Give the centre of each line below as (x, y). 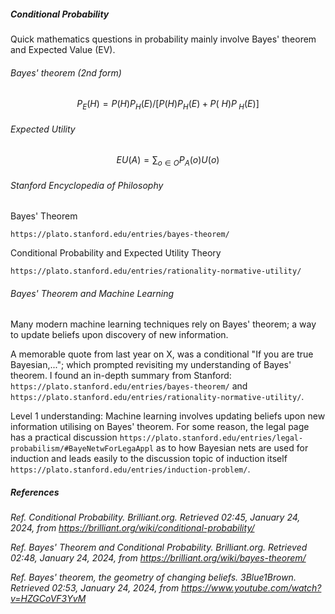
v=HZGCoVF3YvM (48, 599)
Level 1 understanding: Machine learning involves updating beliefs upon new (168, 416)
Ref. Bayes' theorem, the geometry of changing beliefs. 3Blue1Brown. (153, 577)
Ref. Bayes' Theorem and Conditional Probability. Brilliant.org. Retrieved (159, 547)
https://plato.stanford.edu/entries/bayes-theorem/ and (129, 386)
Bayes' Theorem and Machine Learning (92, 293)
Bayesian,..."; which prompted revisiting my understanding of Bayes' (151, 365)
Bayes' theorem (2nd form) (66, 72)
